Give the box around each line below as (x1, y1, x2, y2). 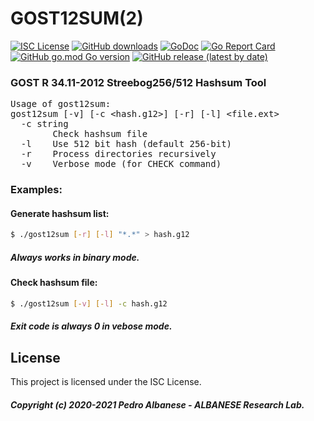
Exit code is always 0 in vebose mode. (10, 320, 173, 332)
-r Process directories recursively (20, 148, 217, 160)
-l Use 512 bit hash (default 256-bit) (20, 138, 233, 150)
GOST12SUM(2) (10, 7, 144, 30)
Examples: (10, 183, 63, 197)
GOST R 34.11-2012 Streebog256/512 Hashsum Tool (10, 75, 267, 89)
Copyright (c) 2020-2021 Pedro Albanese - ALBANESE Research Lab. (10, 398, 305, 411)
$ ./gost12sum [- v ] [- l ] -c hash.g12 (10, 298, 168, 309)
